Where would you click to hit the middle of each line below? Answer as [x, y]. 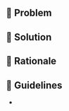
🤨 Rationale [31, 61]
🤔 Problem [29, 13]
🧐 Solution [29, 37]
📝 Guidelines [34, 85]
